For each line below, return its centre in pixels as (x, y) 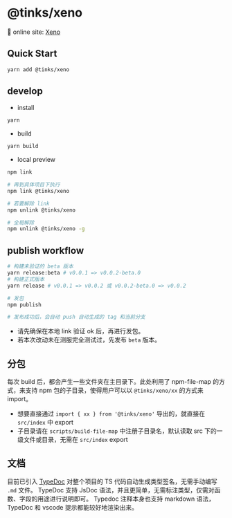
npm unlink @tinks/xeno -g (46, 229)
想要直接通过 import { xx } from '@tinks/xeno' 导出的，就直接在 (111, 414)
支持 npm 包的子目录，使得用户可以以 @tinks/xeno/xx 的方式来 (115, 390)
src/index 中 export (45, 423)
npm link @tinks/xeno (38, 191)
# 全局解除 (21, 223)
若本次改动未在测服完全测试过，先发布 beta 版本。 (89, 340)
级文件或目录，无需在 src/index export (72, 440)
